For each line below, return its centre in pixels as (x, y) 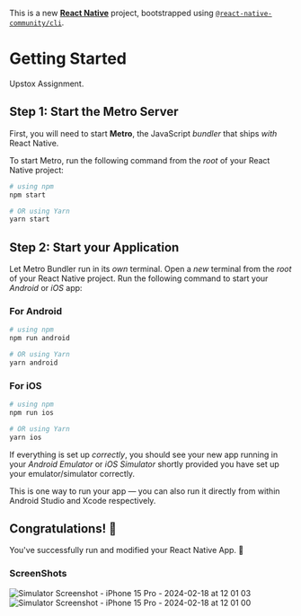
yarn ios (26, 437)
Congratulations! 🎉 (63, 529)
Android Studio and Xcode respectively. (83, 500)
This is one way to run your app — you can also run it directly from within (145, 491)
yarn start (30, 219)
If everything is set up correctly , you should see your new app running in (144, 454)
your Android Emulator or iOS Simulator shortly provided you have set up (145, 464)
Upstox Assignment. (47, 84)
